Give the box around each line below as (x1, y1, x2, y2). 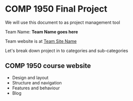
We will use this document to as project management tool (5, 19, 120, 25)
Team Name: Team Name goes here (5, 29, 78, 34)
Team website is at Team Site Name (5, 38, 77, 44)
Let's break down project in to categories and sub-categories (5, 48, 128, 53)
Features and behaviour (12, 85, 60, 91)
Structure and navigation (12, 80, 62, 85)
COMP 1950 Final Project (5, 3, 108, 15)
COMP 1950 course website (5, 62, 91, 70)
